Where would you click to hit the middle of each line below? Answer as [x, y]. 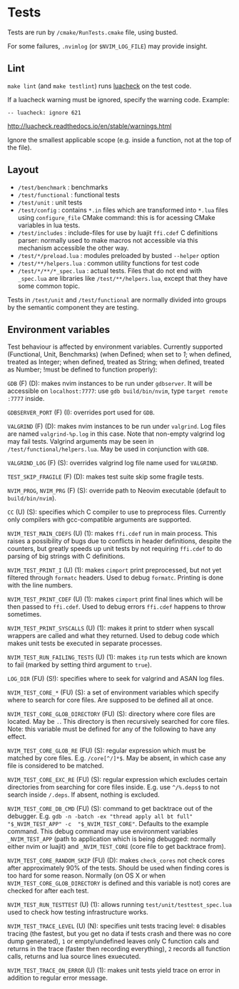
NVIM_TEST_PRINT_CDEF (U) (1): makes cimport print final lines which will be [115, 599]
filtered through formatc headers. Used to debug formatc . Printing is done [116, 578]
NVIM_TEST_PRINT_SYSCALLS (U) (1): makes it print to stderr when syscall [111, 628]
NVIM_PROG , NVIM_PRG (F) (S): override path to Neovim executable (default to [117, 491]
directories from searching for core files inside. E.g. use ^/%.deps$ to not [113, 787]
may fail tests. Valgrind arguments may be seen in [81, 442]
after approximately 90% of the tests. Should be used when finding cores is [118, 868]
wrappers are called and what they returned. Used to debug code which [113, 636]
